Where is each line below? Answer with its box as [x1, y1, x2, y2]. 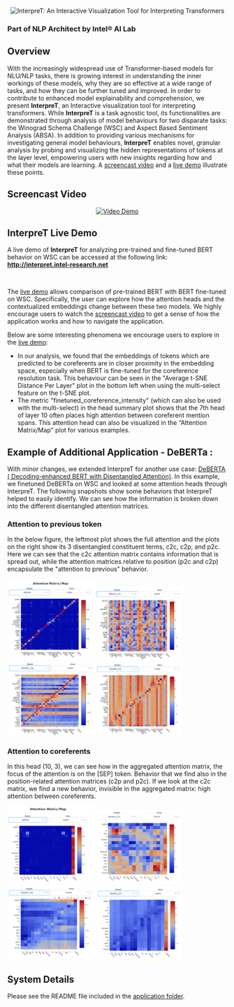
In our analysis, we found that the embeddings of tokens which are [17, 352, 210, 360]
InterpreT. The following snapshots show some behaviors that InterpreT [7, 487, 213, 495]
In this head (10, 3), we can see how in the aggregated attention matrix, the [7, 762, 223, 771]
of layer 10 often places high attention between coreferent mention [17, 411, 210, 419]
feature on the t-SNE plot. [17, 389, 92, 398]
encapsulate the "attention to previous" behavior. [7, 565, 149, 573]
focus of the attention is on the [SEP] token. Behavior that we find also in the [7, 769, 227, 778]
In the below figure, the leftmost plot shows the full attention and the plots [7, 535, 220, 544]
